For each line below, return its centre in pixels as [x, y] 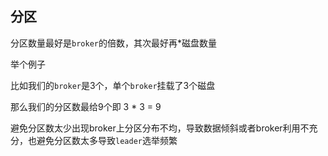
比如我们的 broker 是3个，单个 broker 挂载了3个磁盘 [113, 85]
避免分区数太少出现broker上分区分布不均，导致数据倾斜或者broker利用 [155, 128]
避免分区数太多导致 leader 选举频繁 [107, 140]
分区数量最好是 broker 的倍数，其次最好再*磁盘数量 [113, 43]
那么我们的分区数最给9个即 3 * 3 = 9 [86, 106]
